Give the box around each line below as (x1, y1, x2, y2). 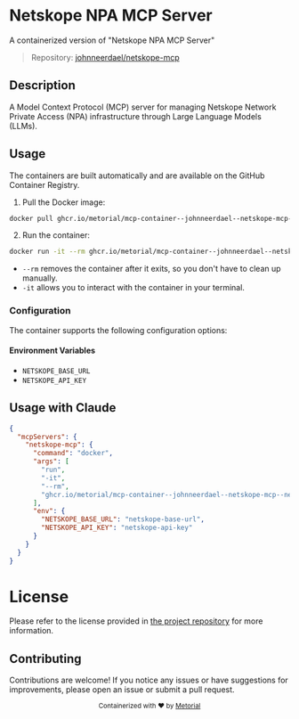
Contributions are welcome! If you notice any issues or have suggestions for (9, 674, 289, 686)
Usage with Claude (9, 400, 117, 415)
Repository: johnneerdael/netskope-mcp (30, 52, 180, 62)
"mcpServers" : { (17, 432, 77, 441)
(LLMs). (9, 120, 38, 131)
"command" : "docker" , (32, 449, 114, 458)
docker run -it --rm (9, 247, 86, 257)
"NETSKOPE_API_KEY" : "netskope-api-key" (41, 523, 193, 533)
